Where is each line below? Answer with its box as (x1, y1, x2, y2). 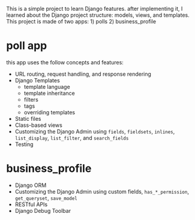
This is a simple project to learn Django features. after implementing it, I (6, 5, 183, 12)
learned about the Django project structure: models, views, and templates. (6, 11, 190, 19)
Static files (14, 115, 41, 122)
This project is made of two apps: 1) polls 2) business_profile (6, 18, 157, 25)
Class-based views (14, 121, 63, 129)
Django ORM (14, 182, 47, 189)
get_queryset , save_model (14, 194, 78, 201)
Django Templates (14, 76, 60, 84)
